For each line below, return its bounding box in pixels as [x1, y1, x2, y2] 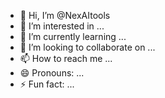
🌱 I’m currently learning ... [19, 31, 127, 42]
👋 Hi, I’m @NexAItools [19, 10, 111, 21]
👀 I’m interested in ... [19, 20, 105, 32]
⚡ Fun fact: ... [19, 78, 75, 90]
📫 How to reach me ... [19, 53, 113, 64]
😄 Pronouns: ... [19, 67, 85, 79]
